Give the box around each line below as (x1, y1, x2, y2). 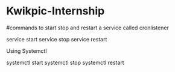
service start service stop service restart (6, 35, 107, 43)
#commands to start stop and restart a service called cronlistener (6, 24, 169, 31)
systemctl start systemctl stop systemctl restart (6, 59, 125, 66)
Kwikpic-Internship (6, 4, 105, 18)
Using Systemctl (6, 47, 47, 55)
